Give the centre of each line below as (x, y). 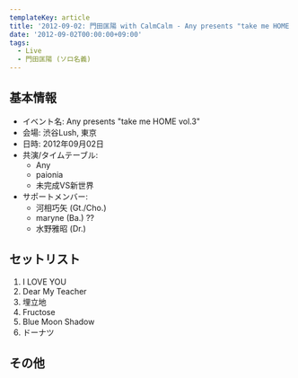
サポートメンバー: (55, 196)
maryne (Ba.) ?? (65, 217)
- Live (30, 51)
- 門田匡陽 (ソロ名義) (54, 59)
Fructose (39, 312)
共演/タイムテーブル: (60, 154)
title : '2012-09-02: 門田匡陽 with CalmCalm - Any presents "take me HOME (149, 26)
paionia (49, 174)
